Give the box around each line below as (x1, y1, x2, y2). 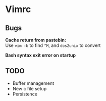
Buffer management (12, 80, 55, 86)
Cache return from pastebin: (5, 37, 67, 43)
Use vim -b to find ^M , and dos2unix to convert (5, 42, 101, 48)
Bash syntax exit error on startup (5, 52, 76, 58)
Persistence (12, 91, 38, 97)
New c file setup (12, 85, 47, 91)
